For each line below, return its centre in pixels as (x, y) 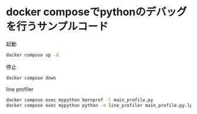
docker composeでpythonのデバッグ (96, 12)
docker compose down (31, 78)
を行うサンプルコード (57, 27)
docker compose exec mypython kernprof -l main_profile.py (80, 100)
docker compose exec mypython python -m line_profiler (74, 105)
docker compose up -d (33, 55)
